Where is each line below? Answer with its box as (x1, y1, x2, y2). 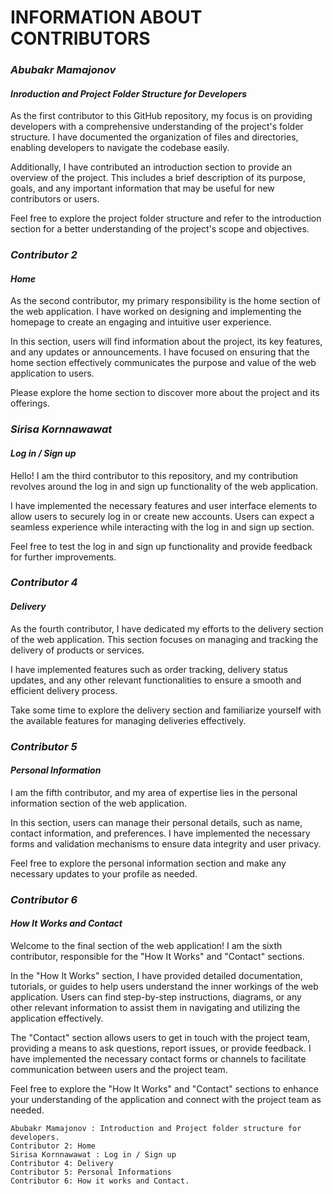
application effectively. (10, 1012, 104, 1024)
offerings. (10, 397, 51, 410)
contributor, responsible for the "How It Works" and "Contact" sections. (10, 950, 305, 962)
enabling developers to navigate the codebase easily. (10, 142, 230, 154)
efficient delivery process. (10, 684, 118, 696)
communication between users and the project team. (10, 1063, 228, 1075)
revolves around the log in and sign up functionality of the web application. (10, 480, 319, 492)
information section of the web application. (10, 797, 187, 809)
